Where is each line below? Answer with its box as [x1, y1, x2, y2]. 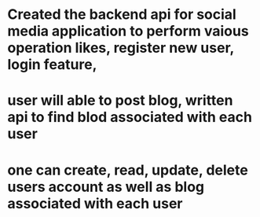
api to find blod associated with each [7, 108, 253, 127]
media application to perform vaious [7, 22, 249, 40]
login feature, [7, 56, 97, 74]
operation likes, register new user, [7, 39, 235, 57]
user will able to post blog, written [7, 92, 233, 109]
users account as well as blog [7, 178, 205, 196]
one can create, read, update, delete [7, 161, 248, 178]
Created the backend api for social [7, 6, 236, 24]
